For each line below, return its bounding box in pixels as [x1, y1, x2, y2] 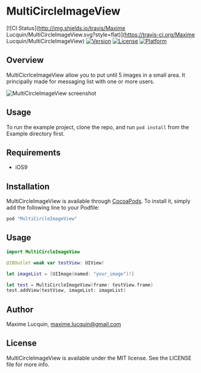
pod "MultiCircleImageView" [6, 216, 78, 222]
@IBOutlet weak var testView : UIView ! [6, 260, 104, 266]
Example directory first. [6, 130, 65, 137]
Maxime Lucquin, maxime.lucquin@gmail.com [6, 321, 121, 328]
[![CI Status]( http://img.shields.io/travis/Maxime [6, 24, 126, 32]
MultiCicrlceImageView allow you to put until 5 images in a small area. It [6, 71, 185, 79]
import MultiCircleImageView [6, 249, 80, 255]
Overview [6, 55, 44, 65]
